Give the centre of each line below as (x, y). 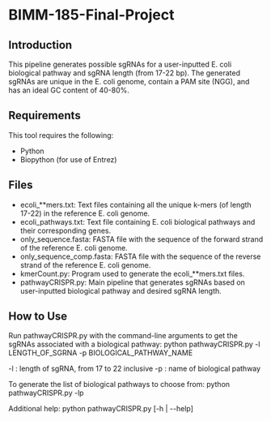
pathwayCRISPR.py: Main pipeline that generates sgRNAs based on (132, 282)
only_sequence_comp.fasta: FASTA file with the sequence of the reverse (140, 256)
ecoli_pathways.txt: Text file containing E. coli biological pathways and (138, 221)
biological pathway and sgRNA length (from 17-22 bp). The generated (125, 73)
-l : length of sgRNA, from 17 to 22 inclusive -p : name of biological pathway (135, 369)
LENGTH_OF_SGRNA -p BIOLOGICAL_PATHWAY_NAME (101, 353)
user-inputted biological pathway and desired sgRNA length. (121, 290)
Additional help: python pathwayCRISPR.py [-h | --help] (101, 409)
